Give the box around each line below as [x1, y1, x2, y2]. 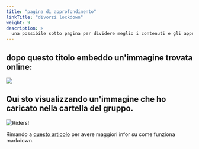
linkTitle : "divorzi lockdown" [6, 14, 84, 20]
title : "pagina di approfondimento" [6, 8, 97, 15]
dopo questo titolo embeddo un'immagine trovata [6, 53, 193, 63]
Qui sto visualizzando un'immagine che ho [6, 94, 166, 104]
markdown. [6, 137, 34, 144]
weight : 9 [6, 20, 31, 25]
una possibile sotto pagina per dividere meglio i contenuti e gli [11, 31, 182, 37]
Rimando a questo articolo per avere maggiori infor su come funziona [6, 131, 176, 138]
